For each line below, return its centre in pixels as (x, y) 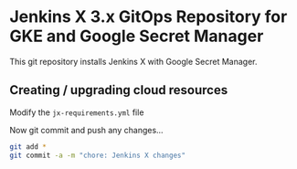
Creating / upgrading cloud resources (119, 90)
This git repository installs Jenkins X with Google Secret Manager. (133, 61)
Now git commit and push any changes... (86, 130)
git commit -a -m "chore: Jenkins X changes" (97, 155)
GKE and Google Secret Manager (137, 36)
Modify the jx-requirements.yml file (77, 112)
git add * (28, 147)
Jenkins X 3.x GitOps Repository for (148, 17)
